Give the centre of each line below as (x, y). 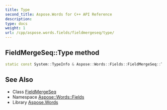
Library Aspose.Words (35, 102)
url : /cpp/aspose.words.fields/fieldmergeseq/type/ (60, 33)
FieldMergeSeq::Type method (52, 53)
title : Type (17, 10)
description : (19, 19)
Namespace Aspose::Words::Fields (48, 97)
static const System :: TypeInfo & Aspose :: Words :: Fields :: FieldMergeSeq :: (83, 64)
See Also (19, 80)
